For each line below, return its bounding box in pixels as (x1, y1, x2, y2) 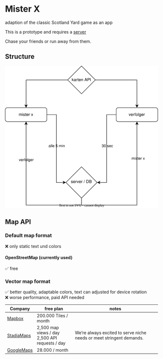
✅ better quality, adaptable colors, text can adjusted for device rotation (5, 289, 147, 295)
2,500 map (36, 325, 59, 331)
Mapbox (7, 315, 24, 321)
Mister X (5, 3, 40, 15)
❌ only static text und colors (5, 243, 62, 249)
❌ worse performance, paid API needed (5, 295, 85, 301)
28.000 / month (36, 347, 69, 353)
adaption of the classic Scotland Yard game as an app (5, 19, 113, 25)
